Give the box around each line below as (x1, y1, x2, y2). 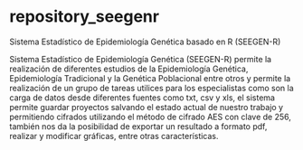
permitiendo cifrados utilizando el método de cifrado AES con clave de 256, (9, 111, 292, 122)
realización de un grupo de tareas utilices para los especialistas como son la (9, 82, 294, 93)
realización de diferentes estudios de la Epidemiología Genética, (9, 63, 249, 74)
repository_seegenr (9, 6, 160, 27)
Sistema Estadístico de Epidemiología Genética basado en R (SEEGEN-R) (9, 36, 281, 47)
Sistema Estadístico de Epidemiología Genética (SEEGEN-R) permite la (9, 53, 272, 64)
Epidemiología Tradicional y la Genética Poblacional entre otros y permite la (9, 72, 291, 83)
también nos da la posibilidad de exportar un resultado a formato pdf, (9, 120, 268, 132)
